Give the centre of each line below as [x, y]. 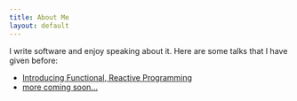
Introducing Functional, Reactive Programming [107, 77]
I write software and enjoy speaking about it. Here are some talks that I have [148, 50]
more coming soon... [60, 87]
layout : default [39, 26]
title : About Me [39, 17]
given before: [34, 60]
